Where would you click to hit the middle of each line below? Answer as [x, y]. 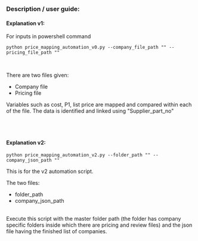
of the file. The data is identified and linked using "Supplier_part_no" [90, 111]
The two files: [23, 183]
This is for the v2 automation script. [50, 171]
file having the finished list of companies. [57, 231]
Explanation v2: [26, 143]
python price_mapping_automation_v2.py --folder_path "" [78, 155]
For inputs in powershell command [49, 36]
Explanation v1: [25, 23]
